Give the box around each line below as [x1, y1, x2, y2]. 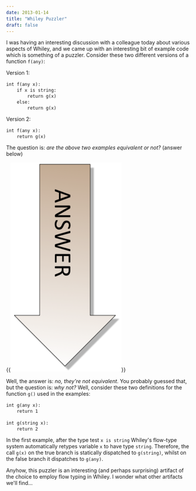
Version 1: [6, 69, 30, 76]
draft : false [6, 22, 38, 28]
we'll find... [6, 480, 33, 487]
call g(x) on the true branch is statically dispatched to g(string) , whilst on [6, 449, 187, 456]
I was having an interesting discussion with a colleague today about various [6, 39, 190, 46]
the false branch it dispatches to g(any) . [6, 455, 103, 463]
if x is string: [17, 88, 57, 94]
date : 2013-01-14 [6, 9, 49, 15]
